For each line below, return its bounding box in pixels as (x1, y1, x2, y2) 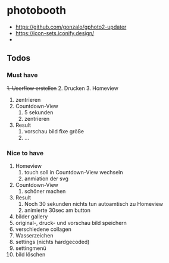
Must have (7, 71, 38, 79)
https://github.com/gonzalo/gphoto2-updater (15, 23, 127, 30)
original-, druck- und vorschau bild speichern (15, 219, 127, 226)
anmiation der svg (24, 175, 69, 182)
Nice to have (7, 149, 44, 157)
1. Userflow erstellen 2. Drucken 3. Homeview (7, 84, 118, 92)
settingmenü (15, 245, 46, 252)
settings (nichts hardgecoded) (15, 238, 90, 245)
